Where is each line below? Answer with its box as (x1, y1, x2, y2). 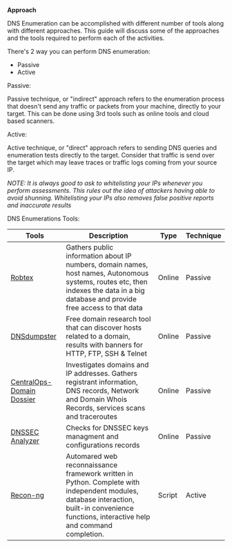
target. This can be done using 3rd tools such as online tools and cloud (7, 110, 209, 117)
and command (66, 521, 113, 530)
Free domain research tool (66, 314, 151, 323)
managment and (66, 432, 119, 441)
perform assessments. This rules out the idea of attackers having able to (7, 187, 215, 194)
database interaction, (66, 495, 135, 504)
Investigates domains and (66, 360, 149, 369)
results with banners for (66, 340, 143, 350)
